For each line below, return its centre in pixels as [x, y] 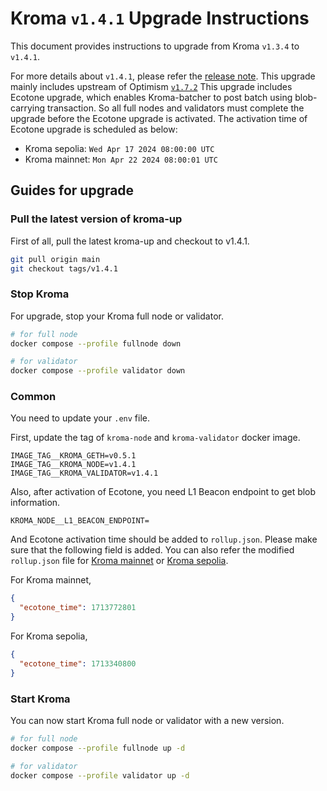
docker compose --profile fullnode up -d [98, 748]
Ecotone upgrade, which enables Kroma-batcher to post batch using [151, 97]
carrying [28, 108]
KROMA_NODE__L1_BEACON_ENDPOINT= [80, 521]
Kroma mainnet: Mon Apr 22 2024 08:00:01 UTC [121, 159]
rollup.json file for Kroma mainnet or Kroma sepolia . [119, 561]
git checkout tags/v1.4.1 [64, 268]
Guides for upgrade [72, 190]
